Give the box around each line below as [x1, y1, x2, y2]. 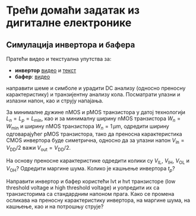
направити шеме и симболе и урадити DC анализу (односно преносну [6, 85, 186, 92]
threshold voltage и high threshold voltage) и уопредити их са [6, 184, 160, 191]
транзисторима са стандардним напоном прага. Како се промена [6, 190, 175, 197]
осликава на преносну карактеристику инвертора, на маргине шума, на [6, 196, 191, 204]
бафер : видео [14, 73, 50, 80]
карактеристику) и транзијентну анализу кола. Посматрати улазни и [6, 91, 181, 98]
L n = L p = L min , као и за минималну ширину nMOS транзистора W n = [6, 115, 181, 123]
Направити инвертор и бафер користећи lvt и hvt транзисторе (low [6, 178, 176, 185]
